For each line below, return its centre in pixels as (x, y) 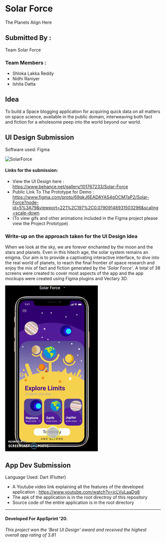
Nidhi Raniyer (26, 79)
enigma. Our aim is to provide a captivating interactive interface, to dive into (82, 257)
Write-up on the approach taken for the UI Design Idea (71, 236)
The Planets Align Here (28, 22)
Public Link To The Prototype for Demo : (53, 192)
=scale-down (26, 213)
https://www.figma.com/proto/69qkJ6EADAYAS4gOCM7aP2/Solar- (81, 197)
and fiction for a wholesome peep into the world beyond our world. (73, 122)
